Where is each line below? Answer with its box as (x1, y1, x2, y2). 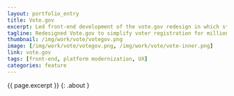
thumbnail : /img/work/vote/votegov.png (7, 36, 123, 43)
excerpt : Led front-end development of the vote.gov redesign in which (7, 23, 219, 30)
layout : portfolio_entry (7, 10, 79, 17)
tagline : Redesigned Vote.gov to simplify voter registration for (7, 29, 204, 37)
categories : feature (7, 62, 68, 69)
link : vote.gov (7, 49, 52, 56)
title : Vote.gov (7, 17, 54, 24)
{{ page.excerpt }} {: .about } (7, 81, 90, 89)
